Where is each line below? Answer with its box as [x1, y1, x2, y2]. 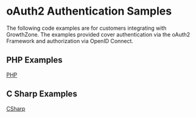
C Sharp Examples [6, 89, 77, 99]
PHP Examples [6, 55, 63, 65]
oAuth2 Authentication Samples [6, 4, 172, 18]
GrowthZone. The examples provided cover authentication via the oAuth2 [6, 30, 191, 38]
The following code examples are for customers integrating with [6, 24, 167, 32]
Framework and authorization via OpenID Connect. [6, 37, 134, 44]
